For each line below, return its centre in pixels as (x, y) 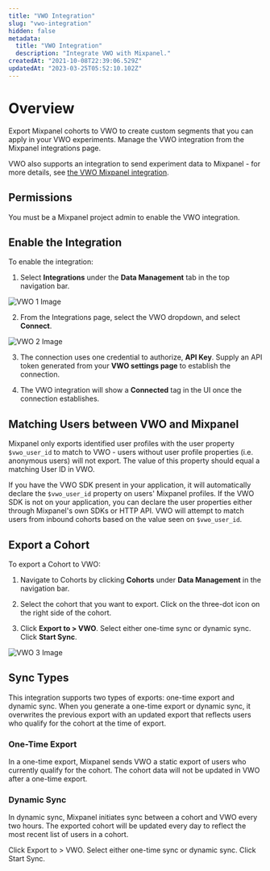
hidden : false (32, 31)
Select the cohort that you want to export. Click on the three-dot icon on (140, 604)
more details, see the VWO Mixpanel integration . (89, 172)
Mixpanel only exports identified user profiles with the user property (122, 444)
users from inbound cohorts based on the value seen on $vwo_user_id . (125, 520)
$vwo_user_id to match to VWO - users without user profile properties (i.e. (131, 452)
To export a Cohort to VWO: (54, 564)
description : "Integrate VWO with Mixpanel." (93, 53)
